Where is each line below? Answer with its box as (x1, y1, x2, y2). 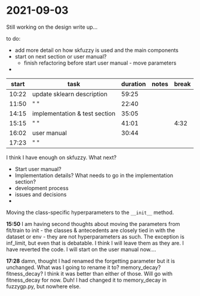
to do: (6, 35, 21, 42)
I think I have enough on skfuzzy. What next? (6, 154, 117, 161)
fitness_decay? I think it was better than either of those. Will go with (6, 270, 173, 277)
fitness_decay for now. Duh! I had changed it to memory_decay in (6, 276, 167, 283)
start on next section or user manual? (14, 53, 107, 60)
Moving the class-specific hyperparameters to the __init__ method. (6, 209, 174, 216)
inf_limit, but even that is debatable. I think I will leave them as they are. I (6, 239, 184, 246)
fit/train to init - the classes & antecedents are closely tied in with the (6, 227, 175, 234)
